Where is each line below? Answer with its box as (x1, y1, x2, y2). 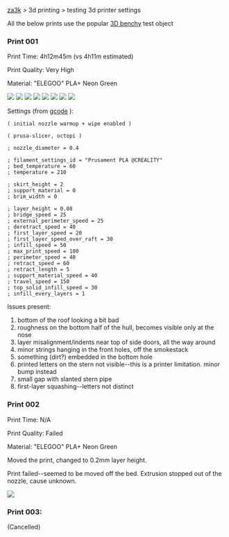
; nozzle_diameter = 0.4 (7, 145, 79, 152)
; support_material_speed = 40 (7, 272, 98, 280)
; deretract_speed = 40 (7, 223, 76, 231)
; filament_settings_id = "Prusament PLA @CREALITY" (7, 157, 163, 164)
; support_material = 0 (7, 187, 76, 194)
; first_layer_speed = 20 (7, 230, 82, 237)
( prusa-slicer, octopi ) (7, 133, 82, 139)
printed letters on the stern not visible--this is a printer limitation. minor (17, 360, 221, 368)
